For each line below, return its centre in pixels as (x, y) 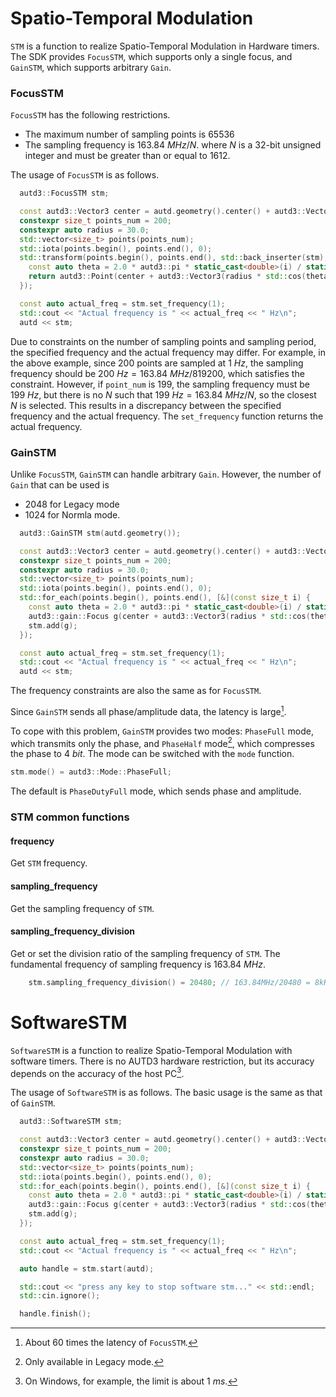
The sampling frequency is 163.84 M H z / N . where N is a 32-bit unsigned (173, 145)
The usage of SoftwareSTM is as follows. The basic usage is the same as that (166, 1093)
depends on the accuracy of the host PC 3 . (97, 1072)
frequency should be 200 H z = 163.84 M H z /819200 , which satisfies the (157, 373)
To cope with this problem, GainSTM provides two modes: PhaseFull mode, (162, 731)
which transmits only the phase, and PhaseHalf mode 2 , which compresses (162, 742)
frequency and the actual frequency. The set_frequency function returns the (167, 416)
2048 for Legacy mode (72, 504)
